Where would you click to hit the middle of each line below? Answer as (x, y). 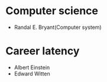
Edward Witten (32, 73)
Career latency (43, 51)
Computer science (52, 11)
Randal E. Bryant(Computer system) (58, 27)
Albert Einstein (32, 67)
